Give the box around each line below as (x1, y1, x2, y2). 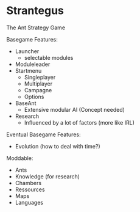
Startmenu (15, 67, 42, 74)
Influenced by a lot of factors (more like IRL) (24, 119, 135, 126)
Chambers (15, 179, 41, 186)
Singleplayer (24, 73, 56, 81)
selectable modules (24, 54, 74, 61)
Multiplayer (24, 80, 53, 87)
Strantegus (6, 4, 64, 18)
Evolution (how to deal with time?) (15, 142, 100, 150)
